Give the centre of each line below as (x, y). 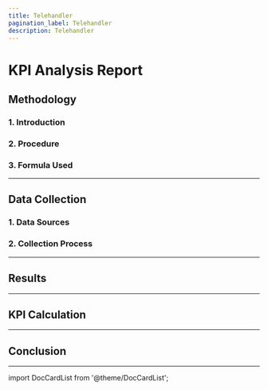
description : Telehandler (51, 30)
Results (28, 279)
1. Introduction (37, 122)
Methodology (43, 99)
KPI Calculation (47, 314)
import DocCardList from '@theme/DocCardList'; (89, 378)
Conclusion (37, 351)
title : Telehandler (41, 16)
